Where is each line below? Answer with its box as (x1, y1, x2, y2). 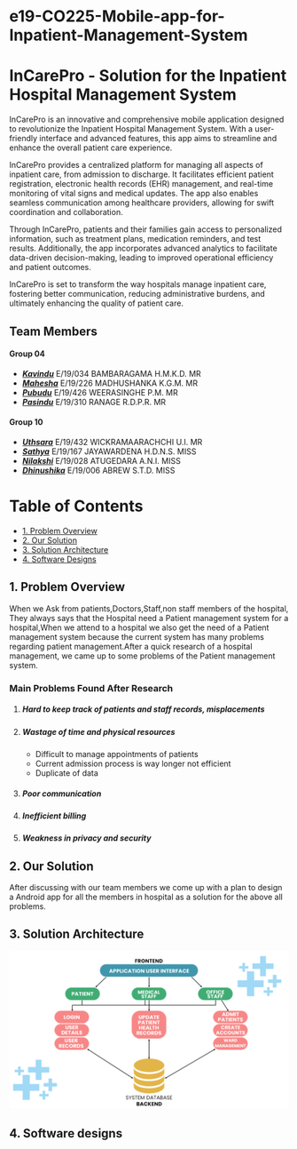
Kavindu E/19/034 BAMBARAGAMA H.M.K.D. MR (21, 368, 201, 379)
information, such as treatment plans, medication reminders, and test (9, 234, 262, 244)
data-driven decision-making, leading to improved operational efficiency (9, 252, 274, 263)
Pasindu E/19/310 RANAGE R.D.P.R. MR (21, 396, 167, 407)
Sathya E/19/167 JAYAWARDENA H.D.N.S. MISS (21, 446, 197, 457)
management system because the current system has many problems (9, 631, 264, 642)
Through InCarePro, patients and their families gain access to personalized (9, 224, 282, 235)
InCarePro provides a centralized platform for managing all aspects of (9, 160, 263, 171)
